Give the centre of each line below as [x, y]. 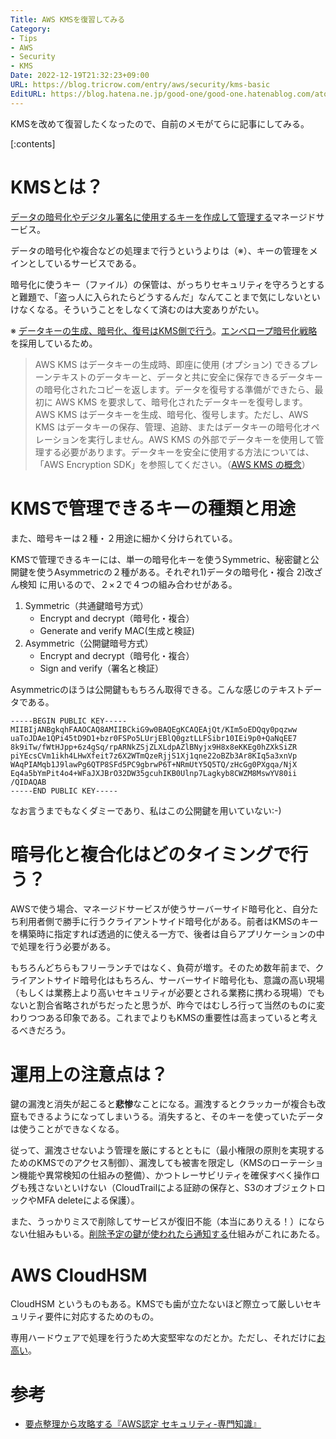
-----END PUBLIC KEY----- [64, 791]
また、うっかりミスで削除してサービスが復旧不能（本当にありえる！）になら [168, 1222]
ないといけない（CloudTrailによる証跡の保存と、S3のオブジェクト [180, 1188]
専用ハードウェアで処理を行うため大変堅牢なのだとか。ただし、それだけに [163, 1338]
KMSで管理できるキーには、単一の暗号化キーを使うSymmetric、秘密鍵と [160, 559]
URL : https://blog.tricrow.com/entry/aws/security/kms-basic [140, 85]
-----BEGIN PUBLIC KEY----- [69, 721]
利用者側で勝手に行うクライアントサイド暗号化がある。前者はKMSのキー [168, 922]
